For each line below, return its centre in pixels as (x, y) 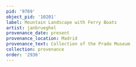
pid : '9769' (21, 11)
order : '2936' (24, 55)
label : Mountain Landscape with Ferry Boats (62, 22)
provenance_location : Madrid (42, 38)
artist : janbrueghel (31, 28)
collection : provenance (35, 50)
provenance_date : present (38, 33)
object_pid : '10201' (31, 17)
